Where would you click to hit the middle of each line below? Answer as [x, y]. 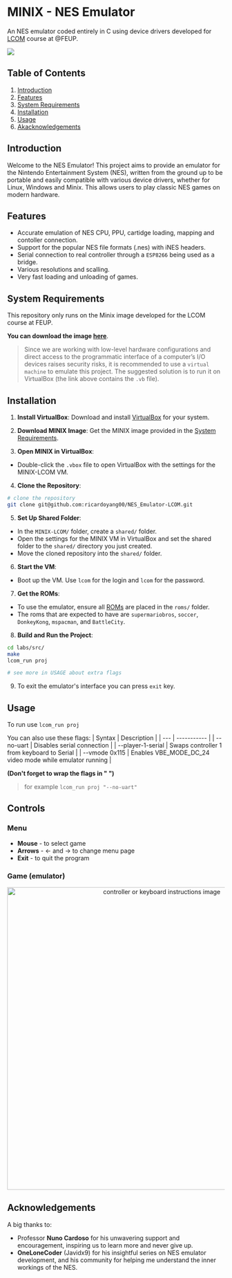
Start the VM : [37, 566]
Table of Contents [47, 73]
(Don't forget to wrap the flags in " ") [61, 774]
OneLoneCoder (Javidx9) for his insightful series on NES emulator [112, 1252]
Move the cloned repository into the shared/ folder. [89, 553]
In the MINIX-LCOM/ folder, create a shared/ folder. [87, 531]
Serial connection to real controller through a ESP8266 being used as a [116, 255]
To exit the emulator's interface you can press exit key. [96, 686]
